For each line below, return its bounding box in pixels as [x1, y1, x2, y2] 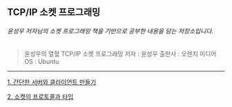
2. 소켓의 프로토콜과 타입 [7, 92, 74, 101]
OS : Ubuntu [23, 57, 59, 65]
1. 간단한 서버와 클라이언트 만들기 [7, 78, 97, 86]
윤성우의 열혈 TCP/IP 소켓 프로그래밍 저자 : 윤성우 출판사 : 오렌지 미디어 [23, 49, 217, 58]
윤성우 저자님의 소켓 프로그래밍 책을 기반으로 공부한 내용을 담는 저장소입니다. [7, 27, 214, 35]
